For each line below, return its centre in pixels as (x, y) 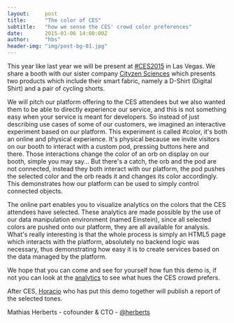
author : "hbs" (34, 40)
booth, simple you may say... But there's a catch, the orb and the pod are (112, 161)
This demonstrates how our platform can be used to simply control (103, 184)
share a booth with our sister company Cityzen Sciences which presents (111, 73)
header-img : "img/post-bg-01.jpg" (58, 46)
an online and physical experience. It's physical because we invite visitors (114, 139)
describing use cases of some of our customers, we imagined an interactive (116, 124)
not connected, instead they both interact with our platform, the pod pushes (116, 169)
